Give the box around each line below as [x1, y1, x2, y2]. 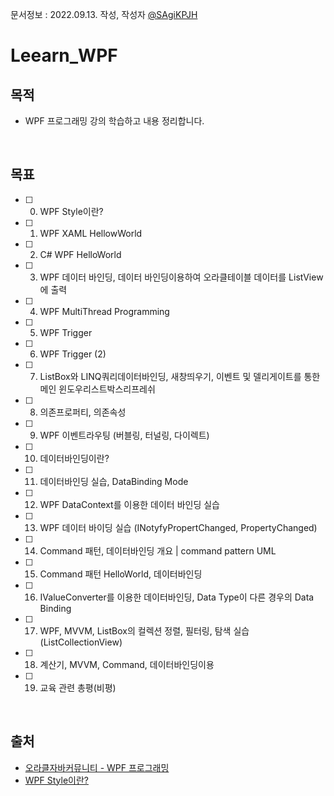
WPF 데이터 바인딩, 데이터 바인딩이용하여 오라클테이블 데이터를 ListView [39, 271, 324, 283]
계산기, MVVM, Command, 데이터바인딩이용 [39, 658, 215, 670]
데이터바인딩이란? [39, 452, 110, 464]
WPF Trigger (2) [39, 348, 107, 360]
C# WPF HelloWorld [39, 248, 122, 260]
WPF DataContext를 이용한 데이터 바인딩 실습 [39, 498, 220, 510]
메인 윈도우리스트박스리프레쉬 [39, 383, 156, 395]
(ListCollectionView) [39, 636, 123, 648]
